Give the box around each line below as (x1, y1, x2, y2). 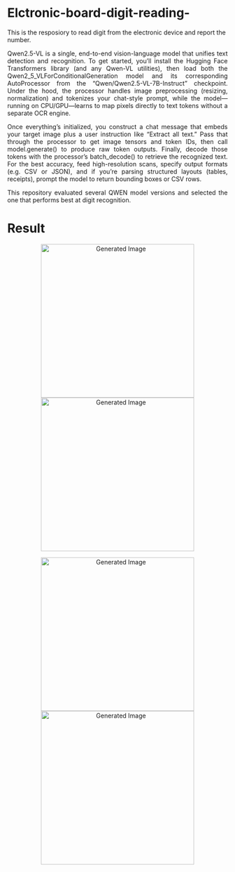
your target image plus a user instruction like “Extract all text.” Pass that (7, 130, 228, 138)
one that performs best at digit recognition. (7, 195, 131, 204)
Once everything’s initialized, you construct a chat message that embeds (7, 122, 228, 131)
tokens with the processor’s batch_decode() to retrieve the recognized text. (7, 152, 228, 161)
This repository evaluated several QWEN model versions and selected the (7, 188, 228, 197)
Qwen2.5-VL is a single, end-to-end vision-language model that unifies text (7, 49, 228, 58)
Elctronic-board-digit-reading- (7, 5, 190, 21)
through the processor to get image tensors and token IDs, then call (7, 137, 228, 145)
